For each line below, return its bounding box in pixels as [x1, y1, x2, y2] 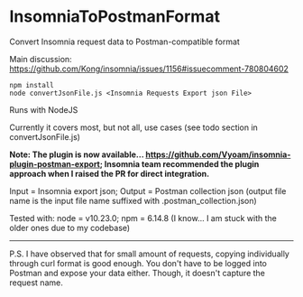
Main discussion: [9, 53, 72, 64]
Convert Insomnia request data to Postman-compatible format [9, 36, 241, 47]
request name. [9, 277, 63, 288]
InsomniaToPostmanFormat [9, 6, 221, 27]
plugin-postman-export [9, 158, 101, 169]
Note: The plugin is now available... [9, 149, 144, 160]
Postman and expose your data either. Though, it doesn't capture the [9, 267, 266, 278]
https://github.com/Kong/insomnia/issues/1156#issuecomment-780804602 [9, 63, 289, 74]
